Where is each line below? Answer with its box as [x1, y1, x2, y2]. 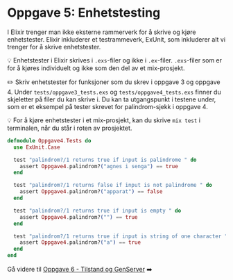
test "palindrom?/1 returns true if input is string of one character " [13, 233, 228, 240]
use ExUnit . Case [13, 144, 60, 151]
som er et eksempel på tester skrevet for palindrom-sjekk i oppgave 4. [7, 102, 208, 110]
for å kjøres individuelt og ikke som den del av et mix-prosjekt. [7, 64, 185, 72]
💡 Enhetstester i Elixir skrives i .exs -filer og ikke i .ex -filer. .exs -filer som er [7, 56, 223, 64]
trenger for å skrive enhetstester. [7, 42, 101, 51]
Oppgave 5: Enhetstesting [7, 5, 161, 21]
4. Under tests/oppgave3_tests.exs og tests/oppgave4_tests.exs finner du [7, 88, 221, 96]
